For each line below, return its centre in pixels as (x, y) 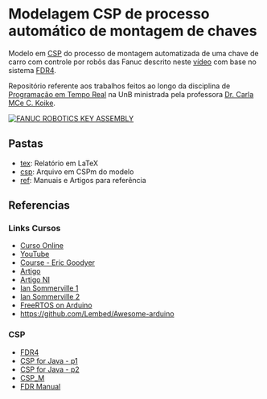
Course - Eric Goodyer (57, 263)
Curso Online (42, 246)
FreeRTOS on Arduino (56, 305)
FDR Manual (40, 386)
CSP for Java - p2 (49, 369)
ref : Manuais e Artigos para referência (83, 180)
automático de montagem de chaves (133, 31)
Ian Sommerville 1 (49, 288)
